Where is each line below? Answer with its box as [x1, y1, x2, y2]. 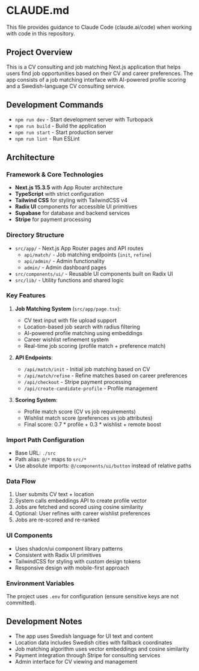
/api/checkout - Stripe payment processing [23, 378, 132, 385]
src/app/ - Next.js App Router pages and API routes [14, 244, 144, 252]
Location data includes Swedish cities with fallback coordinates [14, 639, 173, 646]
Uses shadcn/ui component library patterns [14, 545, 123, 552]
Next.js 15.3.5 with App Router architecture [14, 184, 123, 191]
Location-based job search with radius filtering [23, 323, 140, 330]
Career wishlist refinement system [23, 336, 109, 343]
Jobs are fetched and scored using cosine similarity [14, 503, 144, 511]
